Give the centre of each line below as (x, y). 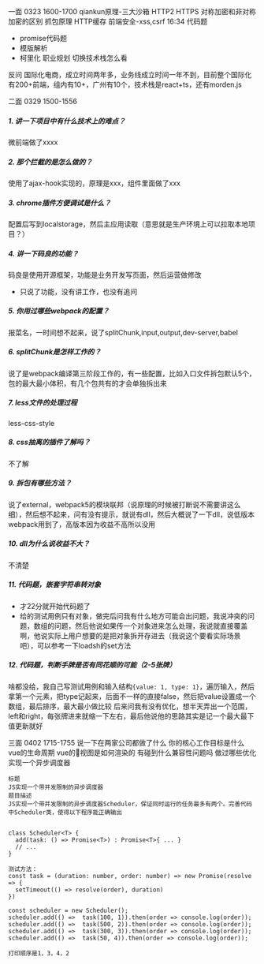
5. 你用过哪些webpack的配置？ (59, 311)
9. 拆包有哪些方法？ (40, 483)
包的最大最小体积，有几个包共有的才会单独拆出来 (87, 383)
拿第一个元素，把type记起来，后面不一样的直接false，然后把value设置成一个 (132, 696)
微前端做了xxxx (33, 142)
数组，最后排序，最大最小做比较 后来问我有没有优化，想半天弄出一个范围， (130, 706)
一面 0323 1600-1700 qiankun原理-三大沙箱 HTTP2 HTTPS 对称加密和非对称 (132, 11)
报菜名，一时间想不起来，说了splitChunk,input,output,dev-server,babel (123, 332)
